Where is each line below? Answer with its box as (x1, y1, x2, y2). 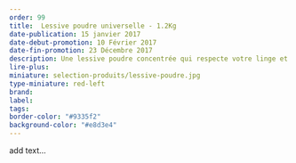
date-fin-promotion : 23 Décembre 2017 (9, 46, 153, 55)
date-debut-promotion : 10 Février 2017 (9, 37, 157, 47)
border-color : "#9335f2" (9, 112, 101, 121)
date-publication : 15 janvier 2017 (9, 29, 141, 38)
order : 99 (9, 12, 46, 22)
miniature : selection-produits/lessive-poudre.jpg (9, 71, 201, 80)
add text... (9, 145, 46, 156)
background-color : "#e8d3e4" (9, 121, 117, 130)
